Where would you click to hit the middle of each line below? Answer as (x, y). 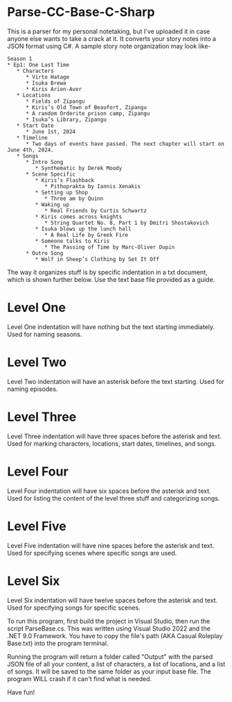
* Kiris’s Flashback (65, 180)
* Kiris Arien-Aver (53, 89)
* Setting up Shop (62, 192)
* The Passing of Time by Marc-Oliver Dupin (109, 247)
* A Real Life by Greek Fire (86, 235)
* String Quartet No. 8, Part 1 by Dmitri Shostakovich (126, 223)
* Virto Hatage (47, 77)
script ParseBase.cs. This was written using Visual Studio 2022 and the (109, 628)
